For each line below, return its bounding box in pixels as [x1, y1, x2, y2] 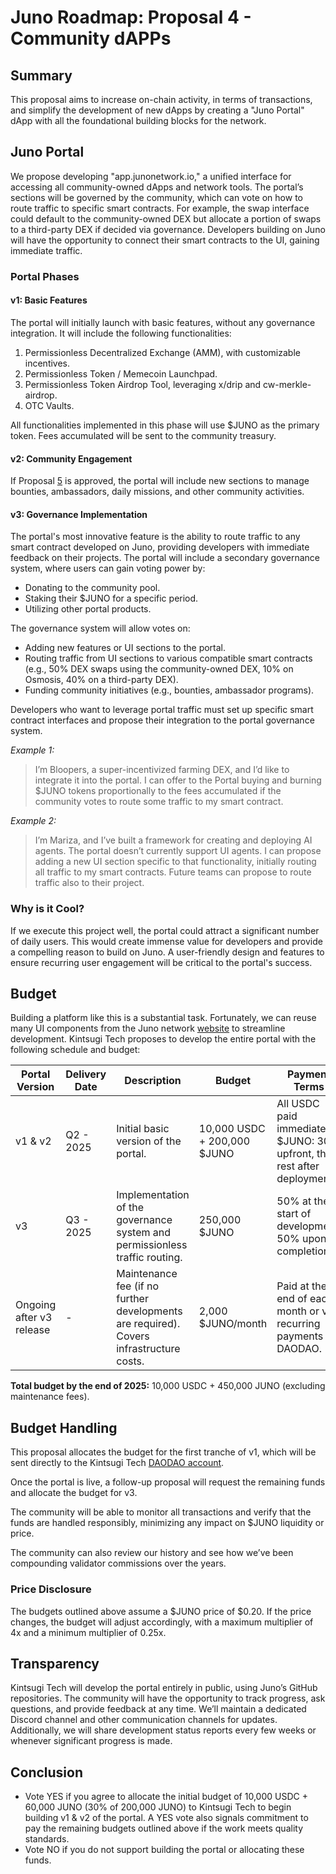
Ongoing [15, 1298, 57, 1312]
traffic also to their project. [34, 877, 145, 889]
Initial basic [116, 1122, 170, 1136]
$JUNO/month [198, 1317, 268, 1331]
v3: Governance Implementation [10, 508, 148, 520]
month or [276, 1304, 320, 1318]
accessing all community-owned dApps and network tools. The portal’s [10, 181, 304, 193]
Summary [10, 67, 73, 84]
